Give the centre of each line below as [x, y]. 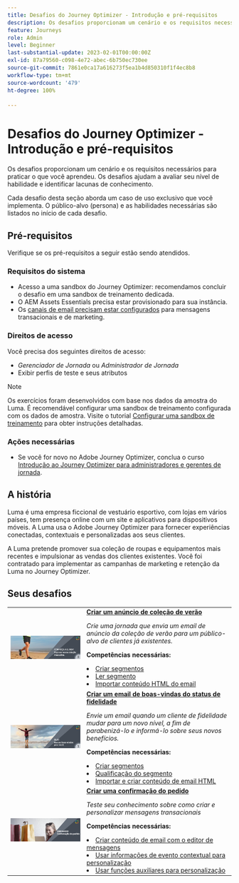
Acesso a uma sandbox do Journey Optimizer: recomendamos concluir [122, 287]
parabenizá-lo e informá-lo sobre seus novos [154, 730]
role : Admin [25, 38]
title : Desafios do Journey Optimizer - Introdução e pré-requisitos [113, 15]
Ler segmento [116, 676]
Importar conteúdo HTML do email [145, 684]
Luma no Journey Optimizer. [49, 571]
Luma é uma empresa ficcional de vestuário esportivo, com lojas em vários [117, 512]
